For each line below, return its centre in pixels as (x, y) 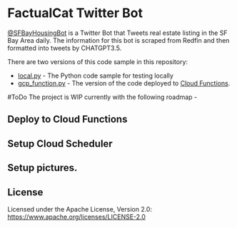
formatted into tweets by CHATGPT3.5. (65, 48)
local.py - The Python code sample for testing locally (95, 76)
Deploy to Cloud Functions (67, 119)
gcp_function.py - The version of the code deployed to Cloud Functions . (124, 83)
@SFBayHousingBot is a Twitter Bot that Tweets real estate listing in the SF (117, 33)
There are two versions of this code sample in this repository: (97, 61)
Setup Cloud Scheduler (60, 144)
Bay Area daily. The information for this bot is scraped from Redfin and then (118, 40)
